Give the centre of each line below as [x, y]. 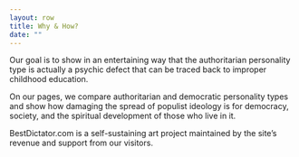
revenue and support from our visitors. [82, 143]
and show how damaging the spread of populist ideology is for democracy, [149, 106]
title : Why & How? [44, 26]
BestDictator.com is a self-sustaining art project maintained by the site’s [143, 134]
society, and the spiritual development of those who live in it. [123, 116]
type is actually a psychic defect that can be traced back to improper [138, 69]
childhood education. [49, 79]
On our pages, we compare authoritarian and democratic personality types [149, 97]
